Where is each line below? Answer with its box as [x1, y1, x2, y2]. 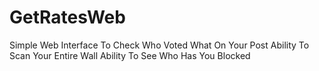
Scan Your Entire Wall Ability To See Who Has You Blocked [9, 49, 251, 61]
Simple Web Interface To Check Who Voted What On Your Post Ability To [9, 39, 310, 51]
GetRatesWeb [9, 6, 126, 29]
